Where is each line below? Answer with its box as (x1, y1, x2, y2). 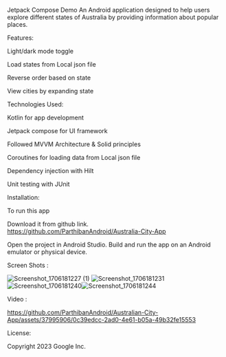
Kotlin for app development (7, 113, 84, 122)
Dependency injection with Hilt (7, 167, 94, 174)
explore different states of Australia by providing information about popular (7, 13, 219, 21)
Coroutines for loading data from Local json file (7, 154, 141, 161)
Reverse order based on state (7, 73, 91, 82)
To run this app (7, 207, 50, 215)
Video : (7, 295, 27, 303)
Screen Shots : (7, 261, 49, 269)
